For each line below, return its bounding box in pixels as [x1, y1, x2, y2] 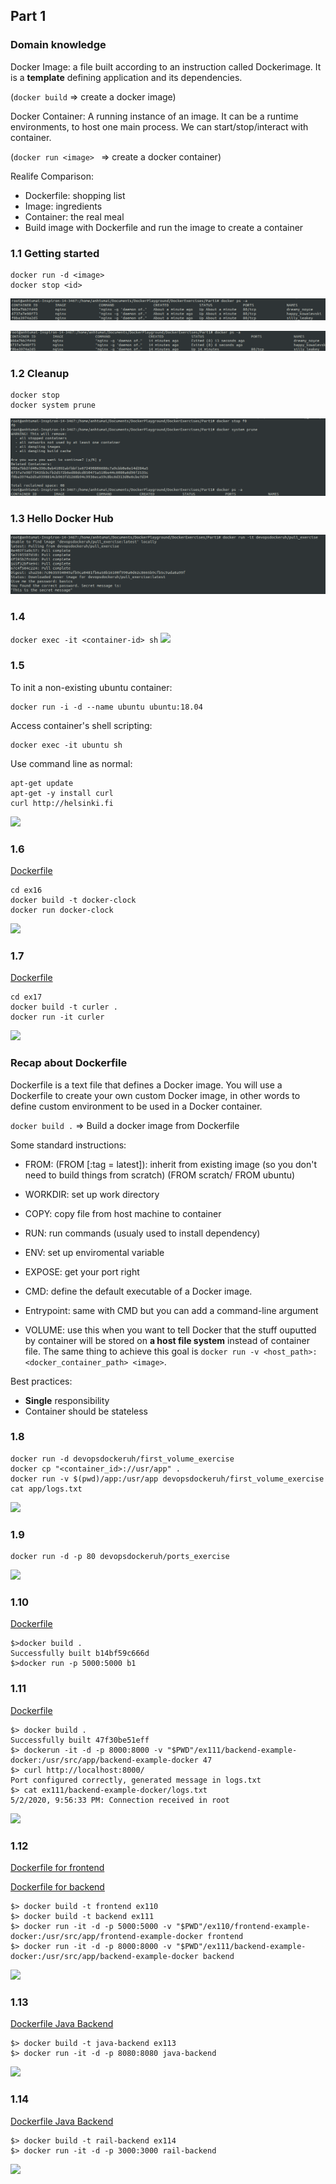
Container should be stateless [24, 1405, 148, 1417]
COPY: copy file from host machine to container [24, 1207, 222, 1219]
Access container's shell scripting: [10, 719, 153, 731]
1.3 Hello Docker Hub [10, 511, 114, 525]
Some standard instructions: [10, 1139, 127, 1151]
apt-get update [10, 778, 74, 788]
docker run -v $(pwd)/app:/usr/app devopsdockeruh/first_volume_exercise [10, 1474, 325, 1484]
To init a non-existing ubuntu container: [10, 681, 173, 693]
